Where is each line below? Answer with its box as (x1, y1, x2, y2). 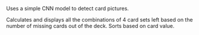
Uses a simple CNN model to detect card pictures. (6, 5, 129, 12)
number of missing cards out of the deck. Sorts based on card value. (6, 23, 175, 29)
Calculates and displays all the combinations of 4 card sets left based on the (6, 16, 193, 23)
